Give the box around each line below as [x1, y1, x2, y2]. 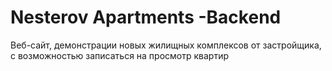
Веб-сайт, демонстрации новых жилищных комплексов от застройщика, [10, 39, 322, 51]
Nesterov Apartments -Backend [10, 6, 282, 29]
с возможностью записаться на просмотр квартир [10, 49, 230, 61]
